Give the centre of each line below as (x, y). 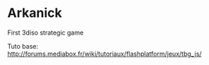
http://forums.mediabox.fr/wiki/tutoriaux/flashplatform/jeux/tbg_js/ (104, 54)
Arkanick (35, 13)
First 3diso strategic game (45, 32)
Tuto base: (23, 46)
